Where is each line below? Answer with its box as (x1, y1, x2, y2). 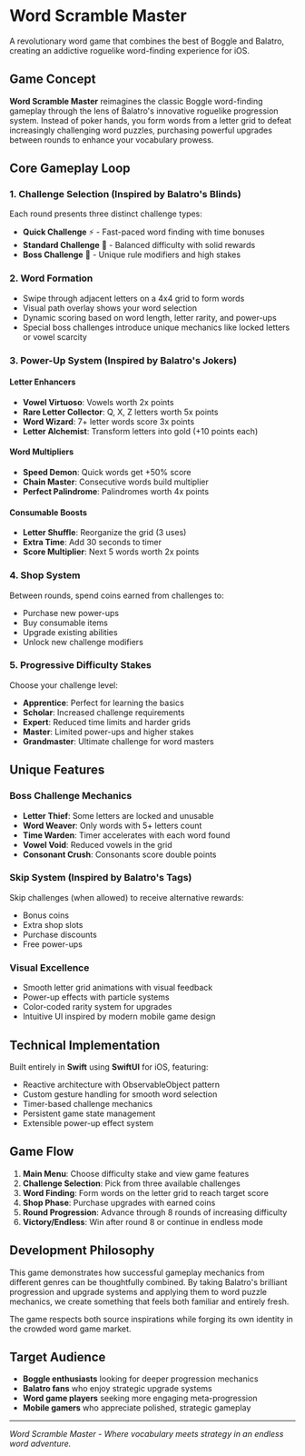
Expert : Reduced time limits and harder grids (22, 716, 191, 727)
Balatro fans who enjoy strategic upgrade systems (22, 1383, 213, 1394)
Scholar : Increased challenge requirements (22, 706, 185, 718)
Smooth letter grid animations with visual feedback (22, 982, 213, 993)
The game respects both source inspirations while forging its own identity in (9, 1313, 293, 1324)
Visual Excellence (9, 961, 90, 973)
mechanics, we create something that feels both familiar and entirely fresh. (9, 1296, 290, 1307)
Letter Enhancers (9, 376, 76, 387)
